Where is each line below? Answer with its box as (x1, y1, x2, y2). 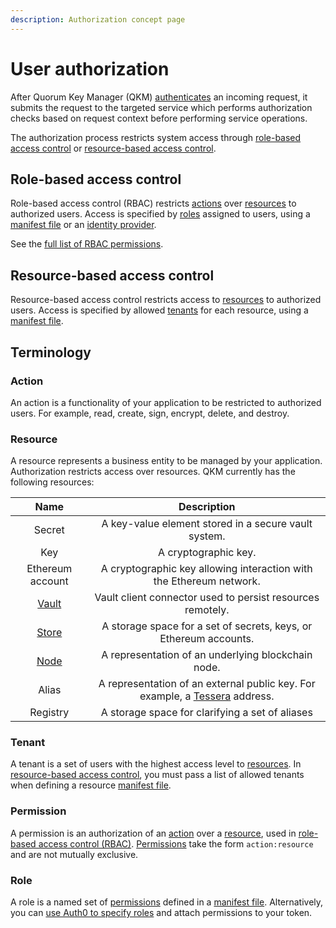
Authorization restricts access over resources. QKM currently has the (10, 466, 296, 478)
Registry (29, 706, 70, 720)
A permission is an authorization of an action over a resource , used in (10, 827, 297, 839)
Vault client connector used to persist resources (94, 591, 320, 605)
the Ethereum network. (153, 574, 261, 588)
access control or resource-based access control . (10, 142, 217, 154)
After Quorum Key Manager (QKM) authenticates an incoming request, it (10, 91, 308, 103)
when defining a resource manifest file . (10, 779, 172, 791)
